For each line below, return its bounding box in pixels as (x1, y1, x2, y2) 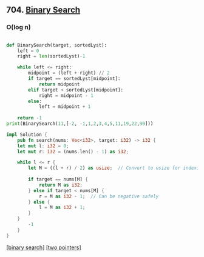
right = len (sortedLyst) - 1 (17, 53, 86, 59)
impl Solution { (6, 132, 47, 138)
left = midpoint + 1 (38, 104, 91, 110)
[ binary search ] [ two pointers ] (6, 244, 81, 251)
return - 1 (17, 115, 42, 121)
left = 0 (17, 48, 39, 54)
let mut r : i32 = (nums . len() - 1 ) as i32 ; (17, 149, 129, 155)
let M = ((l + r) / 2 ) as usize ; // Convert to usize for (28, 165, 181, 172)
